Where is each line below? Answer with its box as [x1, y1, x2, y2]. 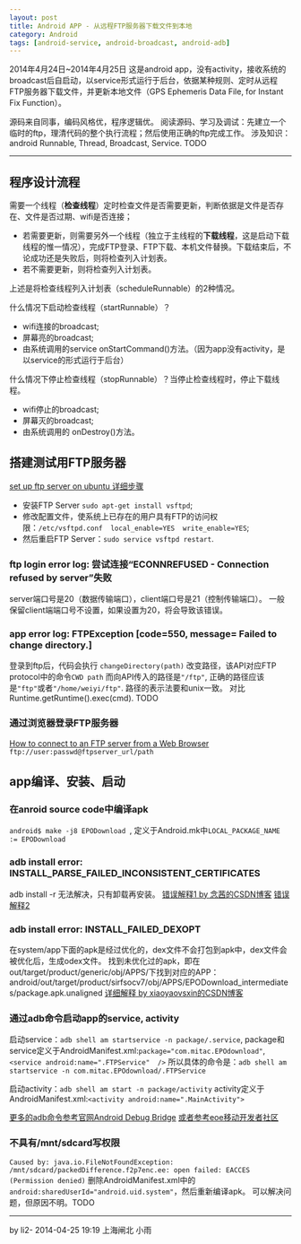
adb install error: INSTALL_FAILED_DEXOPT [9, 923, 202, 935]
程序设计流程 [9, 174, 81, 189]
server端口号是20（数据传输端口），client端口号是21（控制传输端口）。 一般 [9, 594, 285, 605]
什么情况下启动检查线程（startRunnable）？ [9, 302, 171, 313]
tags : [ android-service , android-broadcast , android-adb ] [9, 38, 230, 48]
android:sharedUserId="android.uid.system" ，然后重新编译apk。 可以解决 [9, 1186, 284, 1196]
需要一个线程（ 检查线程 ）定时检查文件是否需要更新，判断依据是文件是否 [9, 200, 276, 211]
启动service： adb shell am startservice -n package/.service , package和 [9, 1034, 285, 1045]
